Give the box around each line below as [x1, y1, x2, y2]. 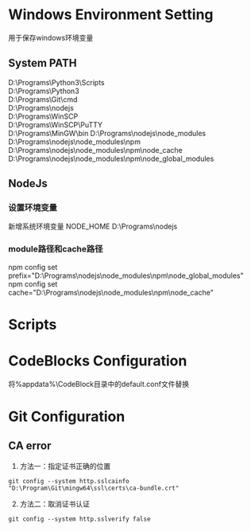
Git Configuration [8, 408, 125, 426]
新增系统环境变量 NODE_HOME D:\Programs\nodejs [8, 221, 178, 232]
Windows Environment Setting [8, 6, 214, 24]
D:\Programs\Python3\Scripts [8, 77, 105, 87]
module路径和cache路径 [8, 244, 103, 255]
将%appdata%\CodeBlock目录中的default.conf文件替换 [8, 379, 189, 388]
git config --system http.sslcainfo [8, 477, 129, 485]
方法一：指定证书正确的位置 [19, 461, 111, 470]
